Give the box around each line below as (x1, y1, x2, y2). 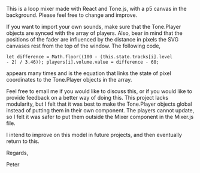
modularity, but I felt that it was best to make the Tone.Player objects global (6, 100, 192, 108)
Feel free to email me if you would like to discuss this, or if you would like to (6, 88, 193, 95)
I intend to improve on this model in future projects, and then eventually (6, 132, 183, 138)
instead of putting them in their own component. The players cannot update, (6, 107, 195, 114)
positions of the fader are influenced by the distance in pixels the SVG (6, 36, 179, 43)
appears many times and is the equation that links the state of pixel (6, 70, 172, 77)
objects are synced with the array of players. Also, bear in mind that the (6, 29, 183, 37)
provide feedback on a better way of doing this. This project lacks (6, 94, 169, 101)
